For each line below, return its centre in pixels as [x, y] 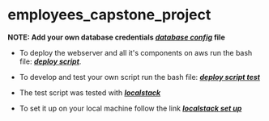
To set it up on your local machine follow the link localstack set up [130, 108]
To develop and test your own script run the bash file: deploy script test [140, 77]
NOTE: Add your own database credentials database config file [116, 37]
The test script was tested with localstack [90, 92]
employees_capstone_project [109, 15]
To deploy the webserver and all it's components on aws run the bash [136, 52]
